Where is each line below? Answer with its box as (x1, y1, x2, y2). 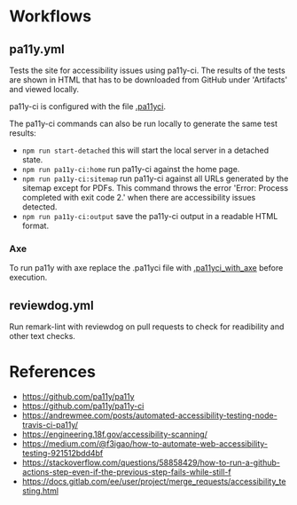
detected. (21, 201, 58, 212)
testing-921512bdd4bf (21, 448, 104, 459)
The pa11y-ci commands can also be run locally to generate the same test (9, 118, 277, 129)
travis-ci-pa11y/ (21, 420, 78, 430)
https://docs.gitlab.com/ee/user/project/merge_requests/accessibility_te (21, 477, 286, 487)
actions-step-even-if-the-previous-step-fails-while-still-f (21, 467, 232, 477)
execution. (9, 272, 48, 283)
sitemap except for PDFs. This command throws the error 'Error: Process (21, 183, 289, 193)
